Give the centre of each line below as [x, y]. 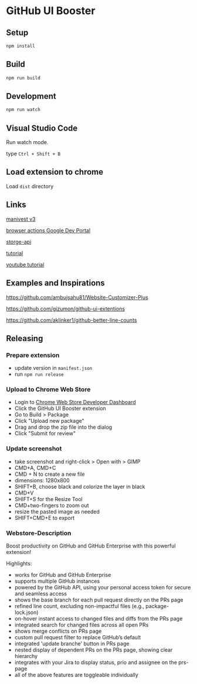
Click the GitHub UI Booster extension [60, 408]
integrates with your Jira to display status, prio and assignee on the [96, 662]
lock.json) [26, 612]
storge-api [19, 242]
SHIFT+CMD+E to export [45, 518]
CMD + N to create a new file [50, 474]
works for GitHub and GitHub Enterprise [63, 575]
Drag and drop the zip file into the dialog [63, 427]
